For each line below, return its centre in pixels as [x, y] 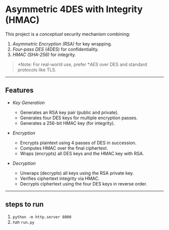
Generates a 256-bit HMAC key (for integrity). [67, 123]
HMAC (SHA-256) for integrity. [44, 55]
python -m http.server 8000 [42, 217]
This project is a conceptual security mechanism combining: [68, 34]
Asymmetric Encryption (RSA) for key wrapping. [62, 43]
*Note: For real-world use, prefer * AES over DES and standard [82, 64]
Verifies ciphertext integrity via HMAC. [60, 178]
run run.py [23, 222]
